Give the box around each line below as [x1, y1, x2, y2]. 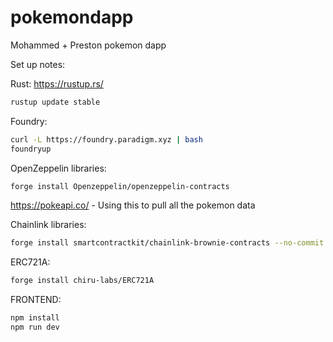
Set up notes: [10, 58, 66, 70]
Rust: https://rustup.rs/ [10, 77, 104, 90]
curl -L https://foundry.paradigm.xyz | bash [10, 134, 203, 145]
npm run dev [10, 322, 60, 333]
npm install [10, 313, 60, 323]
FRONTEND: [10, 294, 62, 306]
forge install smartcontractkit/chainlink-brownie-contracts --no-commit [10, 238, 325, 248]
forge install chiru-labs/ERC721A [10, 276, 155, 286]
